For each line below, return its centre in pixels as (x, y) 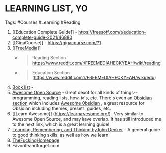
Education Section (51, 72)
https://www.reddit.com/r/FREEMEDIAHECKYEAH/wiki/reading (96, 63)
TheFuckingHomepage (36, 140)
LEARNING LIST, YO (46, 9)
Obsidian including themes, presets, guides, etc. (62, 108)
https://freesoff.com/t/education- (112, 32)
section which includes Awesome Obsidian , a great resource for (78, 103)
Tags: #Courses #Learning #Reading (43, 22)
